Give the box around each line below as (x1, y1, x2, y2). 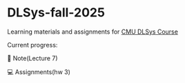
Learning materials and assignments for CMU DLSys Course (7, 27, 178, 36)
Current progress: (7, 40, 58, 49)
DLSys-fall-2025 (7, 5, 106, 21)
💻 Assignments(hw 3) (7, 67, 71, 76)
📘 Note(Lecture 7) (7, 54, 58, 62)
